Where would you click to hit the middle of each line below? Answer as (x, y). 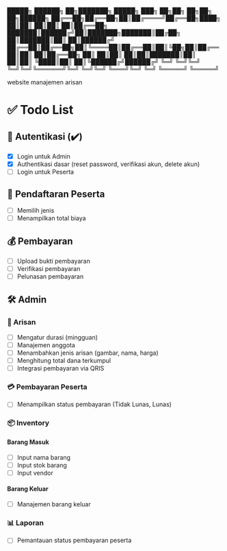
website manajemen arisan (45, 82)
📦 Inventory (28, 423)
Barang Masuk (28, 442)
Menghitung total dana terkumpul (64, 361)
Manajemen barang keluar (54, 504)
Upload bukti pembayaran (53, 261)
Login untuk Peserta (45, 172)
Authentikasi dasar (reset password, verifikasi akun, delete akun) (108, 164)
